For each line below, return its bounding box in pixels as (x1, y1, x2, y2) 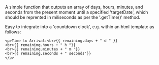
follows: (5, 29, 21, 34)
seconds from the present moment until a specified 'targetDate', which (5, 9, 149, 15)
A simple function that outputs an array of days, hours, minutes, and (5, 4, 143, 10)
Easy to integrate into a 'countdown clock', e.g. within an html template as (5, 24, 155, 30)
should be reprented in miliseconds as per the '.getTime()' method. (5, 15, 140, 20)
